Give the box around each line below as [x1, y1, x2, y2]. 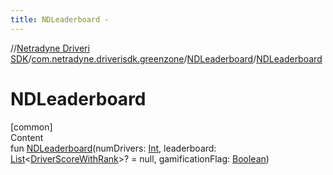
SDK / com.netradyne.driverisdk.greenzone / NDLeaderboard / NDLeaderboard [10, 52, 323, 65]
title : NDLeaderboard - [10, 14, 110, 25]
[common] [10, 121, 53, 133]
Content [10, 131, 44, 143]
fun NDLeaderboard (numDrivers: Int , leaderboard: [10, 142, 217, 154]
